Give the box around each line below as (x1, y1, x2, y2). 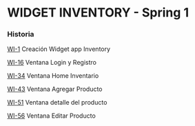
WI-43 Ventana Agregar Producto (7, 85, 103, 94)
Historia (7, 30, 34, 39)
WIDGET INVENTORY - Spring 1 (7, 5, 189, 21)
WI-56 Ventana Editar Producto (7, 112, 96, 120)
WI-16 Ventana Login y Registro (7, 59, 96, 67)
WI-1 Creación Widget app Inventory (7, 45, 111, 53)
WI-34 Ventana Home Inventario (7, 72, 99, 80)
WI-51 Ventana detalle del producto (7, 98, 107, 107)
